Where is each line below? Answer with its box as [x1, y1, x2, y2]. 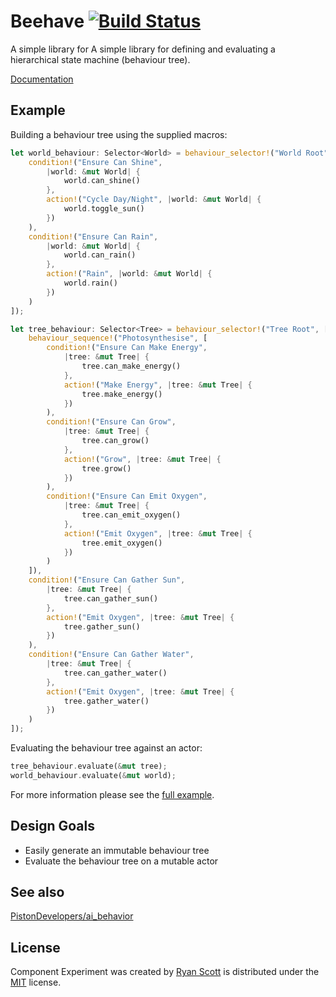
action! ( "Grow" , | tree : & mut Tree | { [63, 454, 222, 464]
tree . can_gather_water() [63, 668, 168, 678]
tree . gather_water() [63, 696, 150, 706]
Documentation [10, 73, 74, 85]
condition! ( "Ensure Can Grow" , [46, 417, 177, 427]
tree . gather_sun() [63, 621, 141, 632]
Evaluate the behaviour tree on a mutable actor [24, 855, 219, 867]
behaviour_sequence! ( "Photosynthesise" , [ [28, 333, 208, 344]
